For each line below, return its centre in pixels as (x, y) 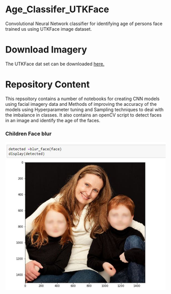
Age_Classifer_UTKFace (57, 9)
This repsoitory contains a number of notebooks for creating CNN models (82, 99)
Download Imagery (46, 50)
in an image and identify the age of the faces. (53, 120)
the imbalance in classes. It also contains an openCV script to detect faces (83, 115)
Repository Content (48, 85)
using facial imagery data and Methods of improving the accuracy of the (81, 104)
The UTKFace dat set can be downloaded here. (55, 64)
